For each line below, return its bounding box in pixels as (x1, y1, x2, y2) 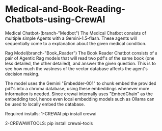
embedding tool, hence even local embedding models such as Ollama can (5, 96, 155, 102)
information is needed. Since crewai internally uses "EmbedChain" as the (5, 91, 153, 97)
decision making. (5, 71, 40, 77)
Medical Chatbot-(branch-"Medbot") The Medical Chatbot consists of (5, 30, 146, 36)
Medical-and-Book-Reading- (5, 3, 126, 15)
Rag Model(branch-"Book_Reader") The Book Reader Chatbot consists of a (5, 50, 158, 56)
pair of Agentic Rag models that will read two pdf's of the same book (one (5, 55, 155, 61)
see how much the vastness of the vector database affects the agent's (5, 65, 148, 72)
